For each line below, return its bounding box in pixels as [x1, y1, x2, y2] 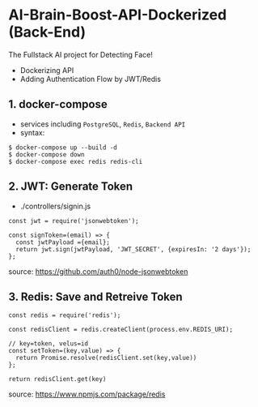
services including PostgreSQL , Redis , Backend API [19, 119, 186, 129]
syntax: [19, 127, 45, 137]
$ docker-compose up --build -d [8, 144, 117, 152]
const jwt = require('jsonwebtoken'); [8, 216, 139, 225]
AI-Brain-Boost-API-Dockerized [8, 6, 227, 24]
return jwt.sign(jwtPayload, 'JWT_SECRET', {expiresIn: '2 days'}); [15, 245, 252, 253]
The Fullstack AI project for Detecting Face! [8, 49, 154, 59]
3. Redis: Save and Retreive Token [8, 289, 184, 303]
